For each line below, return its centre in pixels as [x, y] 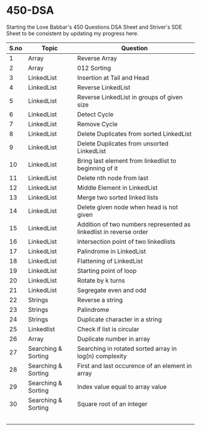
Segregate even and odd [112, 290]
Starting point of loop [107, 271]
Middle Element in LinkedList [117, 187]
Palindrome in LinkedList [112, 251]
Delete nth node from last [112, 178]
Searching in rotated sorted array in [127, 348]
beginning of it [97, 168]
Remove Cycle [97, 124]
